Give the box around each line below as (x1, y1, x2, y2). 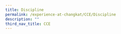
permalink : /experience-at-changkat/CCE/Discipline (5, 12, 116, 17)
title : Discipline (5, 7, 44, 12)
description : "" (5, 16, 39, 21)
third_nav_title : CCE (5, 21, 51, 26)
